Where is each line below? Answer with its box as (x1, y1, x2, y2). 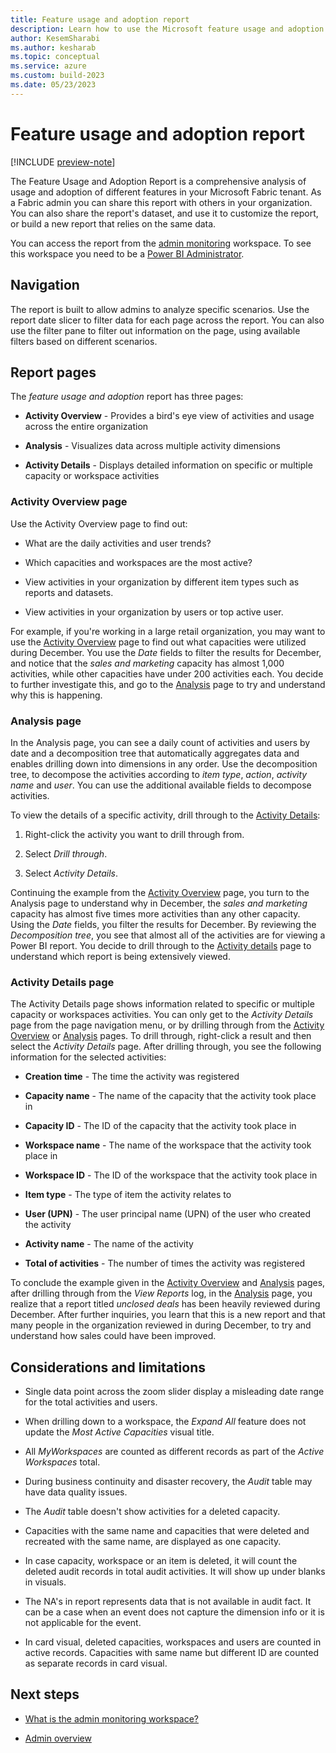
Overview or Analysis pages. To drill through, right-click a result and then (10, 1030, 312, 1042)
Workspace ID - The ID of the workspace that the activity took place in (24, 1169, 318, 1181)
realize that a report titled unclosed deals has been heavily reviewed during (10, 1298, 321, 1310)
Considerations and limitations (10, 1359, 207, 1376)
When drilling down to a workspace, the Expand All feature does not (24, 1416, 307, 1428)
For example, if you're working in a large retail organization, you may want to (10, 625, 326, 637)
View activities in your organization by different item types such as (24, 576, 300, 588)
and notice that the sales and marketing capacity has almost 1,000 (10, 657, 285, 669)
